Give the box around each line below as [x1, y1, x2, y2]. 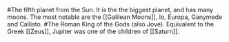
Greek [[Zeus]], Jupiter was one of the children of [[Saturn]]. [7, 27, 179, 35]
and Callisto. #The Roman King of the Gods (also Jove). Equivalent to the [7, 20, 215, 28]
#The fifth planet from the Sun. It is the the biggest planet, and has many [7, 6, 214, 14]
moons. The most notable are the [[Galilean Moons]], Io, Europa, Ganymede [7, 13, 223, 21]
